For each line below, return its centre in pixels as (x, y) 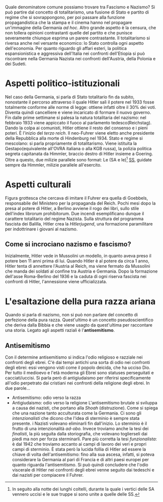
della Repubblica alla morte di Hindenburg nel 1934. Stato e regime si (74, 138)
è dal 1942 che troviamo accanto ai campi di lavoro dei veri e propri (79, 444)
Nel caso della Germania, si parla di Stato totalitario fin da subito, (70, 97)
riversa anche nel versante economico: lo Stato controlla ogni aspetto (74, 43)
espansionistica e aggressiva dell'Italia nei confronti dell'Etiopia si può (75, 53)
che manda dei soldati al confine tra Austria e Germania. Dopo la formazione (81, 271)
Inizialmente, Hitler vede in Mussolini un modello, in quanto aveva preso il (78, 256)
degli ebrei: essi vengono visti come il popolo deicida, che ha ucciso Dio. (78, 368)
